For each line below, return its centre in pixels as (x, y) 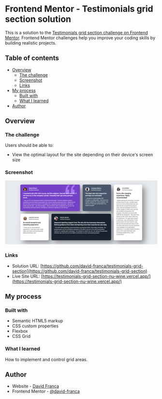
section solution (38, 19)
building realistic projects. (31, 43)
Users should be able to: (29, 145)
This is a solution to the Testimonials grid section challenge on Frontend (77, 32)
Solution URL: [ (27, 266)
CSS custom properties (35, 326)
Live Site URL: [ (27, 276)
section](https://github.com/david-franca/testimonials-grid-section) (80, 271)
